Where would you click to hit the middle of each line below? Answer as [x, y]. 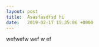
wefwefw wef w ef [29, 39]
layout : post [22, 11]
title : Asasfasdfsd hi [35, 17]
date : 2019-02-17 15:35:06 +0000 [50, 22]
